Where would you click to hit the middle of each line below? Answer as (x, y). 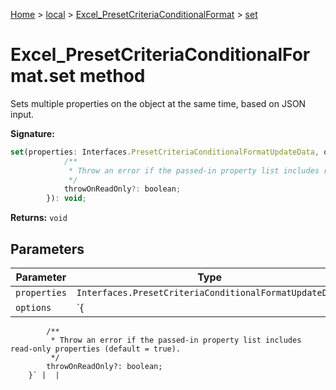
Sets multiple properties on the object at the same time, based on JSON (158, 103)
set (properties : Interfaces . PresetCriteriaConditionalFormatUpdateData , (165, 152)
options (33, 307)
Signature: (32, 133)
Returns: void (39, 218)
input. (22, 114)
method (112, 76)
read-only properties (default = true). (96, 349)
